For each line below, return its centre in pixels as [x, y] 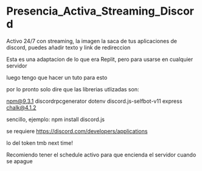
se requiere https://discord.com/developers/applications [77, 131]
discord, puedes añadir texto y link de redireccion [68, 47]
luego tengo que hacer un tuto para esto [57, 77]
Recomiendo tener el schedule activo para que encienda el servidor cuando [101, 155]
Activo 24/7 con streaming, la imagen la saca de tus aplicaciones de [92, 41]
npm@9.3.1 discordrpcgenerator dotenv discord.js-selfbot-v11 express [94, 101]
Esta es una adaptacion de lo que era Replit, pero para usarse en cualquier [100, 59]
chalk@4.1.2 [21, 107]
